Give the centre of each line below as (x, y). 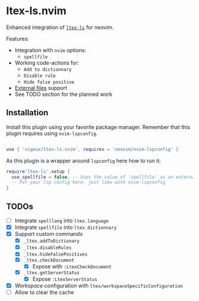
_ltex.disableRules (48, 248)
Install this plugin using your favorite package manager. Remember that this (98, 127)
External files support (41, 88)
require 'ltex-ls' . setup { (38, 171)
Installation (27, 113)
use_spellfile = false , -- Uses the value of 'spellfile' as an (92, 177)
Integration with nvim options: (50, 50)
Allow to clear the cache (44, 292)
